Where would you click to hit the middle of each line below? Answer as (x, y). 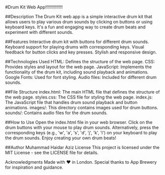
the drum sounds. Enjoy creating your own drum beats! (61, 138)
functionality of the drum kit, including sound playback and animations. (77, 72)
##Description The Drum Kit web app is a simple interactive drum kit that (79, 16)
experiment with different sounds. (39, 32)
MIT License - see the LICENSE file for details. (52, 152)
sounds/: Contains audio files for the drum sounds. (56, 113)
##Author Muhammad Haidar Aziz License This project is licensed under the (82, 147)
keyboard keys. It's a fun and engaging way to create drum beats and (75, 27)
